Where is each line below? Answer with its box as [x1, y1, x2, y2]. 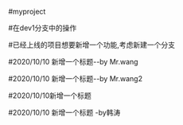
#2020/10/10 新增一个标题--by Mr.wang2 [8, 74, 143, 83]
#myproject [8, 7, 46, 16]
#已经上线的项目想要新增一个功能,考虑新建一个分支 [8, 40, 175, 49]
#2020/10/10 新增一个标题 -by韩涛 [8, 107, 121, 117]
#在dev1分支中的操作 [8, 23, 77, 33]
